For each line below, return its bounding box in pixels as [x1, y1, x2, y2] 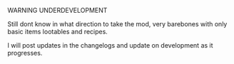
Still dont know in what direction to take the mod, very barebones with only [7, 20, 228, 28]
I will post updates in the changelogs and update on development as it [7, 41, 213, 49]
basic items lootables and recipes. [7, 28, 108, 36]
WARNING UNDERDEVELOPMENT [7, 6, 108, 14]
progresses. [7, 49, 43, 57]
